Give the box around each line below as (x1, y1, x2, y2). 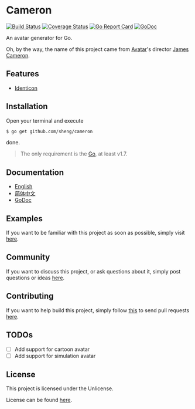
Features (6, 69, 39, 79)
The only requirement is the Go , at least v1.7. (20, 150, 128, 157)
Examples (6, 214, 43, 224)
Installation (6, 102, 48, 111)
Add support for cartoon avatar (14, 346, 90, 353)
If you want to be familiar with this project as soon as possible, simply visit (6, 229, 185, 236)
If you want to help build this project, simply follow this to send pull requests (6, 306, 190, 314)
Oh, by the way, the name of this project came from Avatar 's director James (6, 45, 189, 53)
